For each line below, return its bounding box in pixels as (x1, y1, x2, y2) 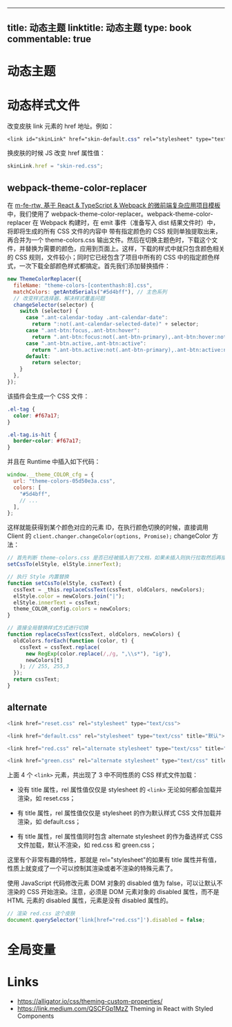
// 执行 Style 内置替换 (7, 573, 69, 580)
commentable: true (7, 33, 92, 45)
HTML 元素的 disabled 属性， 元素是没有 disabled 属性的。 (7, 896, 173, 904)
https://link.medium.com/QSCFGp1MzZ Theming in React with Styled (17, 1005, 213, 1013)
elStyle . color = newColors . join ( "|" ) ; (13, 593, 126, 600)
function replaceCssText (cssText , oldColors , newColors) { (7, 631, 181, 638)
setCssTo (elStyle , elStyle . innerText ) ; (7, 561, 122, 568)
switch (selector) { (19, 307, 79, 315)
